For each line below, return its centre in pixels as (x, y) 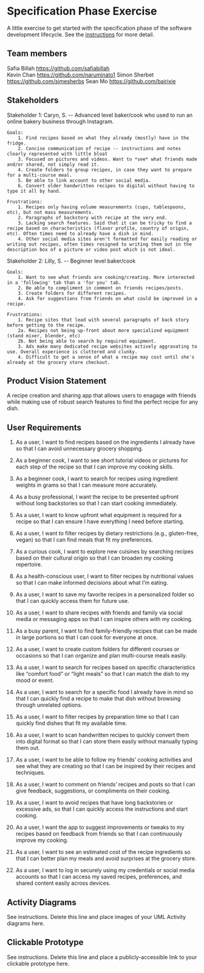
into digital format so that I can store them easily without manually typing (107, 741)
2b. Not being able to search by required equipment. (87, 341)
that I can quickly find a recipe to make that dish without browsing (98, 699)
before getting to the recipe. (46, 325)
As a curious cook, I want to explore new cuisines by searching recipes (104, 552)
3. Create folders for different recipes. (72, 293)
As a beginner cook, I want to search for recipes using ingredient (97, 479)
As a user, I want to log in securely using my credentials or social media (105, 870)
